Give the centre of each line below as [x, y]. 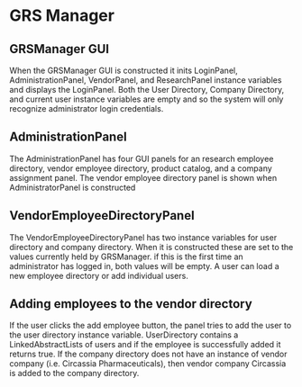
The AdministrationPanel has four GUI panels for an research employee [142, 158]
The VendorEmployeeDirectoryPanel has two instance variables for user [143, 237]
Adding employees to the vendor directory [131, 304]
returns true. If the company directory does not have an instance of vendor [148, 354]
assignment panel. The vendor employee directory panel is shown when [143, 177]
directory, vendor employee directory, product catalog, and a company [141, 168]
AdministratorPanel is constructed [73, 187]
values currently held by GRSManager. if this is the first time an [126, 256]
